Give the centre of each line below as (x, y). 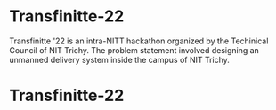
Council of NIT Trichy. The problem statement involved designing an (134, 50)
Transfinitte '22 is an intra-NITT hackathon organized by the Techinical (139, 41)
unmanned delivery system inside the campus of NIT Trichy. (119, 59)
